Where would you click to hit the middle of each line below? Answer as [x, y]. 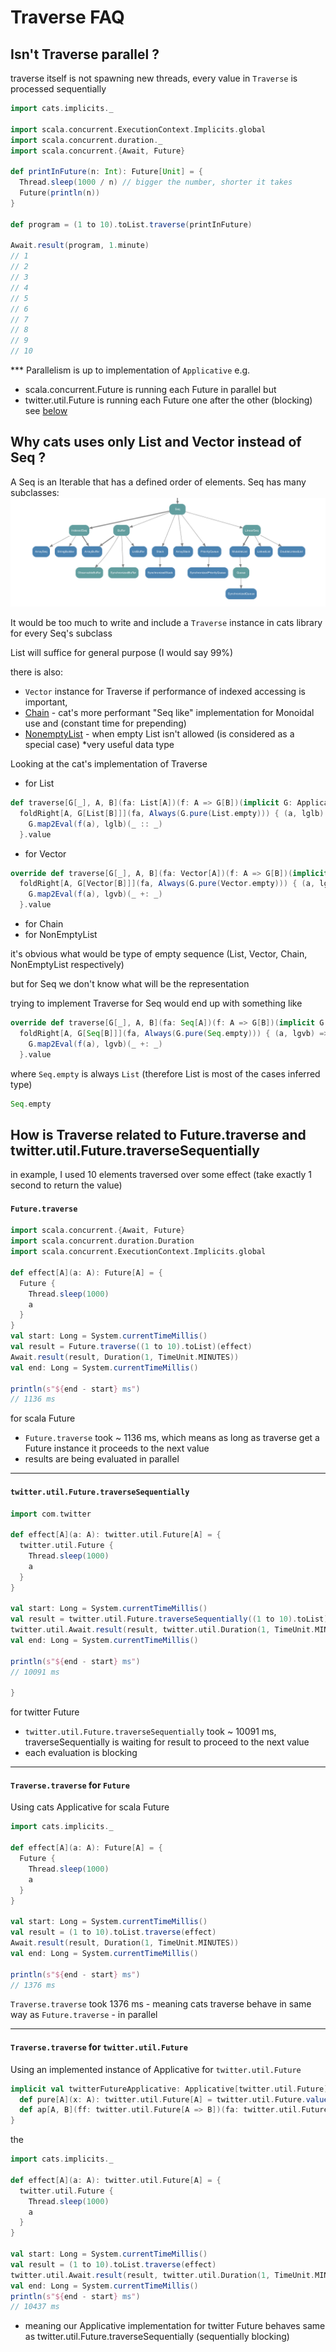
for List [39, 783]
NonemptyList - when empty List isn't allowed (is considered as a [159, 734]
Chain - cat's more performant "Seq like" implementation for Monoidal [169, 713]
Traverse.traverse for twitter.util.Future [99, 2047]
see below [46, 410]
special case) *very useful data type [99, 745]
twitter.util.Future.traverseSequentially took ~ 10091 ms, [150, 1732]
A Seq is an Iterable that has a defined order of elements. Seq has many [158, 482]
